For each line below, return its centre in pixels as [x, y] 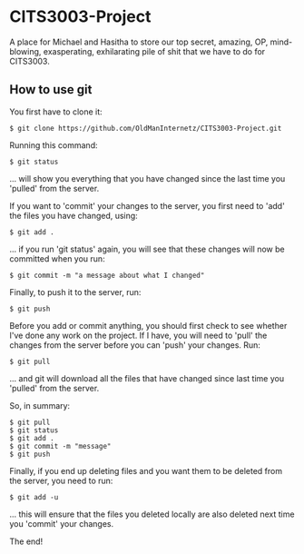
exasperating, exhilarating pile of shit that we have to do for [154, 51]
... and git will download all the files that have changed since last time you [147, 378]
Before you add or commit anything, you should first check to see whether [148, 325]
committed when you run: [58, 258]
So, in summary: [40, 405]
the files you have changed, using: [74, 215]
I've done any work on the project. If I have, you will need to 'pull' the [138, 335]
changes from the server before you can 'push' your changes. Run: [135, 345]
